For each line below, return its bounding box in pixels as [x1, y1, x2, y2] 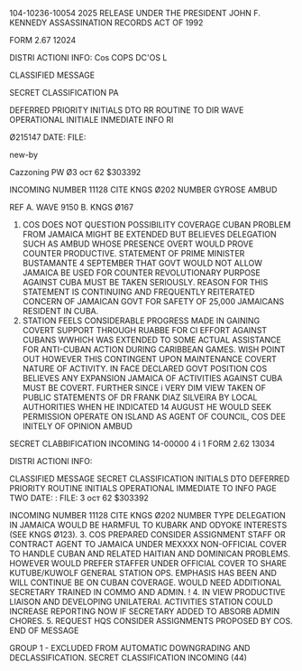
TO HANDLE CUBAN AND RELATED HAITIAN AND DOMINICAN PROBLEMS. [9, 548, 291, 559]
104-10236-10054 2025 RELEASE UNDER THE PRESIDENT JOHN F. [9, 8, 261, 18]
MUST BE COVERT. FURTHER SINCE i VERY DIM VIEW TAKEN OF [22, 383, 267, 393]
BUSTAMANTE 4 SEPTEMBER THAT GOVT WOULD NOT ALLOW [22, 257, 263, 268]
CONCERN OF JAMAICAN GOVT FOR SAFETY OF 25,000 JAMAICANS [22, 296, 285, 306]
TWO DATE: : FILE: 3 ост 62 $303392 [9, 492, 149, 503]
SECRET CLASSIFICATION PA [9, 88, 119, 98]
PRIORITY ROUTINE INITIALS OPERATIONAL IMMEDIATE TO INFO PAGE [9, 483, 277, 493]
